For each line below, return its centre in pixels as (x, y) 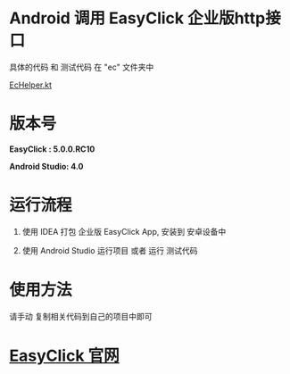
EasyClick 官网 (65, 356)
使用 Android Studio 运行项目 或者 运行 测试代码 (110, 250)
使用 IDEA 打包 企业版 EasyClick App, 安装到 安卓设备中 (124, 231)
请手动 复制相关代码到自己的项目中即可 (81, 316)
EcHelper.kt (30, 85)
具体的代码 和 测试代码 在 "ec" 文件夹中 (82, 67)
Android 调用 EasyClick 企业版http (137, 18)
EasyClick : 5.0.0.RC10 (52, 149)
